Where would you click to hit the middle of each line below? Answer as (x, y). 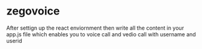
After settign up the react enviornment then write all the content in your (95, 28)
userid (14, 41)
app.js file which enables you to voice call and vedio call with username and (101, 34)
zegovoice (33, 11)
